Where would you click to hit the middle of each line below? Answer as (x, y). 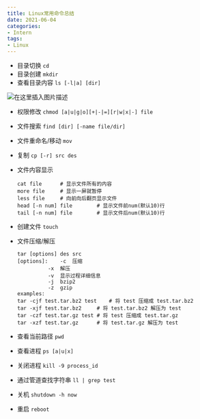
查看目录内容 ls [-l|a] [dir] (59, 82)
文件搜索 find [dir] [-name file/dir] (71, 126)
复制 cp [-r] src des (47, 155)
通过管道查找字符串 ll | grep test (66, 380)
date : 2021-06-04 (32, 20)
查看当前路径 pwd (41, 336)
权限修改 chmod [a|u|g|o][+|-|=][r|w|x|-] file (85, 111)
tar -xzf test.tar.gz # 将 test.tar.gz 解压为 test (98, 323)
